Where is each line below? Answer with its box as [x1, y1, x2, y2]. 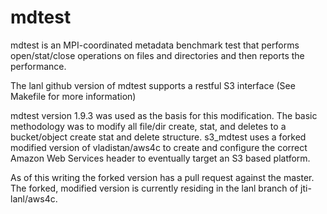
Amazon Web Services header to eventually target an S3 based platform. [10, 152, 311, 164]
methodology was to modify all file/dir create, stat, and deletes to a [10, 120, 287, 132]
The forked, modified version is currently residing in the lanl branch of [10, 182, 299, 194]
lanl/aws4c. [10, 192, 58, 205]
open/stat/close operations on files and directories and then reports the [10, 49, 305, 61]
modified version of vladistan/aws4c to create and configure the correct [10, 141, 308, 153]
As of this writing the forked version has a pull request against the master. [10, 171, 315, 183]
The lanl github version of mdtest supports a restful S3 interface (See [10, 79, 296, 91]
